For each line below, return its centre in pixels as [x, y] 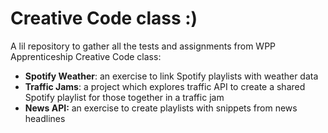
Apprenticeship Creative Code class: [86, 56]
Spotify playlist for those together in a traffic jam [124, 97]
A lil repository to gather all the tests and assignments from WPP [143, 46]
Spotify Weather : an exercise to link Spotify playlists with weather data [171, 76]
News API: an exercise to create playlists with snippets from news [161, 108]
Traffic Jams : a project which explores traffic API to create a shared [165, 86]
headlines [45, 118]
